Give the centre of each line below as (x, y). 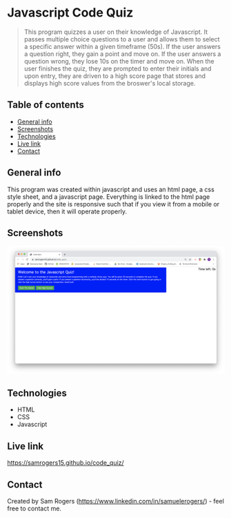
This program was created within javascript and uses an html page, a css (111, 189)
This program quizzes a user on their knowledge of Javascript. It (116, 32)
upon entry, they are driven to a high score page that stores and (114, 76)
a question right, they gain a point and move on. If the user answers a (122, 54)
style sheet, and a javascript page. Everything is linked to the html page (109, 196)
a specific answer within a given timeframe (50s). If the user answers (122, 46)
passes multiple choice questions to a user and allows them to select (122, 39)
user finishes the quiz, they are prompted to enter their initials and (118, 68)
